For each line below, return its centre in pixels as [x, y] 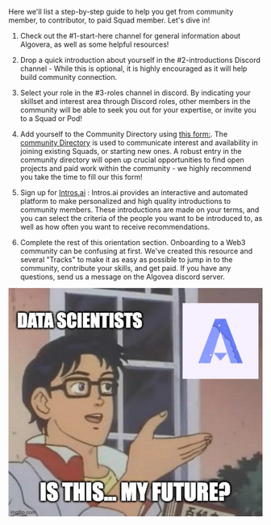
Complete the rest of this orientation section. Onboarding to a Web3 [133, 242]
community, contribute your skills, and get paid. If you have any [125, 268]
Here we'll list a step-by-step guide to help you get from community [121, 12]
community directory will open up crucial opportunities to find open [132, 160]
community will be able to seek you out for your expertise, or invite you [138, 110]
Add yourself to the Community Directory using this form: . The [124, 134]
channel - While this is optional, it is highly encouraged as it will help [133, 69]
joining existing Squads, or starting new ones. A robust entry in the [131, 151]
